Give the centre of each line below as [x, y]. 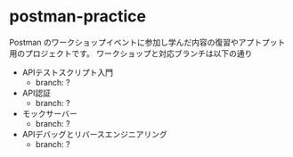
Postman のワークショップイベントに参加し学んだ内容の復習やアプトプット [147, 42]
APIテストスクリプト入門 [68, 72]
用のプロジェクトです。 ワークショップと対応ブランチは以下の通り [131, 53]
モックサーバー [49, 113]
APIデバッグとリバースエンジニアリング [94, 134]
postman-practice [78, 17]
